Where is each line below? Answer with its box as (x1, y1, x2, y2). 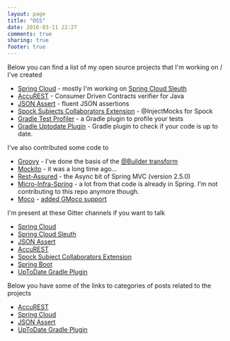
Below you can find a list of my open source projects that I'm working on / (7, 63, 223, 71)
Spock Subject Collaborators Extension (17, 253, 132, 261)
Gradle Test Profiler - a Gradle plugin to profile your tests (17, 114, 184, 123)
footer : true (7, 43, 46, 50)
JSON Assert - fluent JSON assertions (17, 99, 130, 107)
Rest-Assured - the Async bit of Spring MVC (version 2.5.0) (17, 172, 191, 180)
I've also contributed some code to (7, 144, 109, 151)
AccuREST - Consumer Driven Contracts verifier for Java (17, 92, 185, 100)
